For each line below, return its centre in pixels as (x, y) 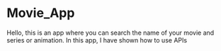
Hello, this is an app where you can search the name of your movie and (110, 33)
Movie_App (41, 13)
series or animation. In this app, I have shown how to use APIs (97, 40)
